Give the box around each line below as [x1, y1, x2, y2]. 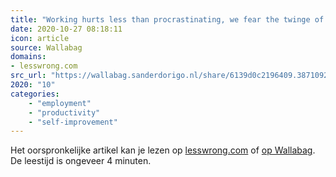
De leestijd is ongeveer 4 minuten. [10, 155, 152, 167]
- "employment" [28, 98, 92, 108]
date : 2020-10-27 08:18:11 [10, 24, 123, 34]
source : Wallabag [10, 42, 83, 53]
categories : [10, 89, 60, 99]
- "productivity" [28, 107, 101, 118]
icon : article [10, 33, 70, 43]
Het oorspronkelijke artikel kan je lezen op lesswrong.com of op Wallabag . [10, 144, 316, 156]
